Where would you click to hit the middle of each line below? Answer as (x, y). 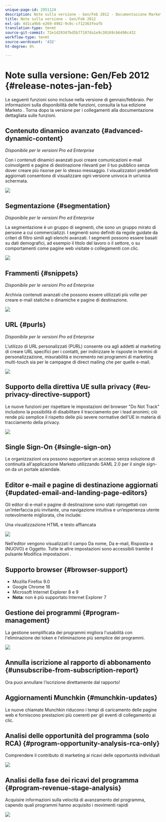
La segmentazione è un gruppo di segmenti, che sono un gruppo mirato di (81, 228)
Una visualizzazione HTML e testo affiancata (51, 525)
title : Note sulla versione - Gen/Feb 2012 (51, 19)
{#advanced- (122, 131)
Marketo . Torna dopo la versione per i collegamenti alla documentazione (80, 110)
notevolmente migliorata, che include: (43, 515)
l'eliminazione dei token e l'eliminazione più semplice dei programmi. (75, 638)
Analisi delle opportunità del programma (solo (77, 736)
